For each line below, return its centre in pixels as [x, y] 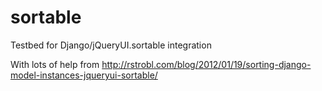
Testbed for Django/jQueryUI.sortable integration [111, 45]
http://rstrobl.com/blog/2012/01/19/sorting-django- [206, 64]
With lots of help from [55, 64]
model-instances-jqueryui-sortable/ [84, 75]
